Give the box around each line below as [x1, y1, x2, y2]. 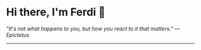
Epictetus [6, 31, 30, 38]
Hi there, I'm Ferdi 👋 [6, 5, 106, 19]
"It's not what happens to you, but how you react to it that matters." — [6, 25, 180, 32]
